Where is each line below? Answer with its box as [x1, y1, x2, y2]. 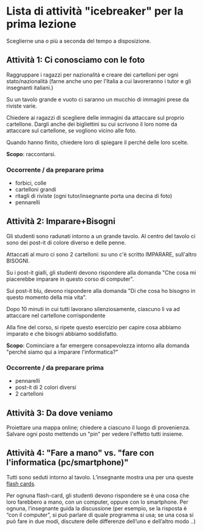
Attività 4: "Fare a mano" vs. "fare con [6, 448, 154, 458]
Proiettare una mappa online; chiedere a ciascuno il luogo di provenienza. [6, 423, 190, 431]
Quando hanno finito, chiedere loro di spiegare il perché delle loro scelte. [6, 139, 189, 146]
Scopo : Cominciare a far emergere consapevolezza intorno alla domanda [6, 341, 190, 349]
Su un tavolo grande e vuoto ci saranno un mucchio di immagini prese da [6, 95, 190, 103]
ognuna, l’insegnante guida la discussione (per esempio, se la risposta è [6, 504, 187, 512]
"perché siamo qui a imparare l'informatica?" [6, 348, 119, 355]
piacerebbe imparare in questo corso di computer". [6, 275, 134, 283]
